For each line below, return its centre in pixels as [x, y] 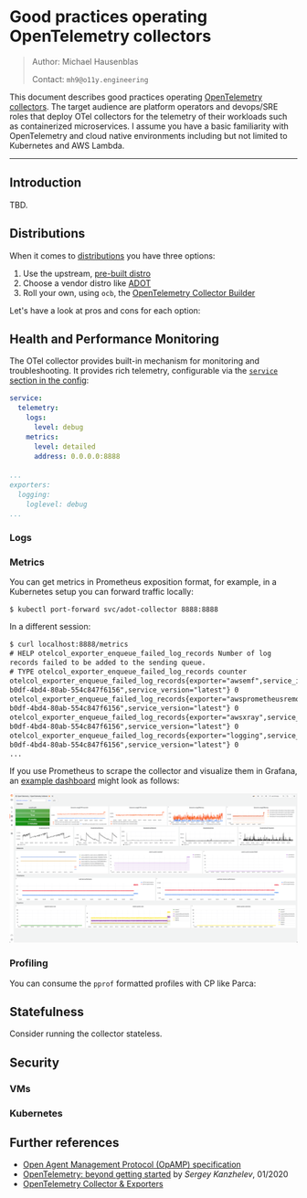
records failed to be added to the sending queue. [108, 663]
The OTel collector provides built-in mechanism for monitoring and [135, 361]
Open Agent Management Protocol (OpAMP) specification [132, 1165]
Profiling [29, 963]
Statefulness [47, 1012]
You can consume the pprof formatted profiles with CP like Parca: [133, 983]
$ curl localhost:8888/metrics [69, 644]
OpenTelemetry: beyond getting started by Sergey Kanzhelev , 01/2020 [155, 1174]
